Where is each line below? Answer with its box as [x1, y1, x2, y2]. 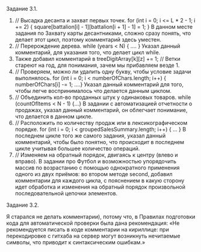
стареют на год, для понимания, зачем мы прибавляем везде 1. [14, 61, 180, 69]
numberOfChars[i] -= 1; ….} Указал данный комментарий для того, [14, 81, 184, 88]
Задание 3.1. [6, 5, 38, 12]
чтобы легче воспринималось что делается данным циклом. [14, 87, 172, 94]
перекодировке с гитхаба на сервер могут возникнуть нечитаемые [6, 232, 181, 239]
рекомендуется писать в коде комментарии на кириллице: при [6, 226, 170, 233]
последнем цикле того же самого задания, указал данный [14, 132, 166, 139]
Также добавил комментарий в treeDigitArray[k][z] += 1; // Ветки [14, 55, 181, 62]
